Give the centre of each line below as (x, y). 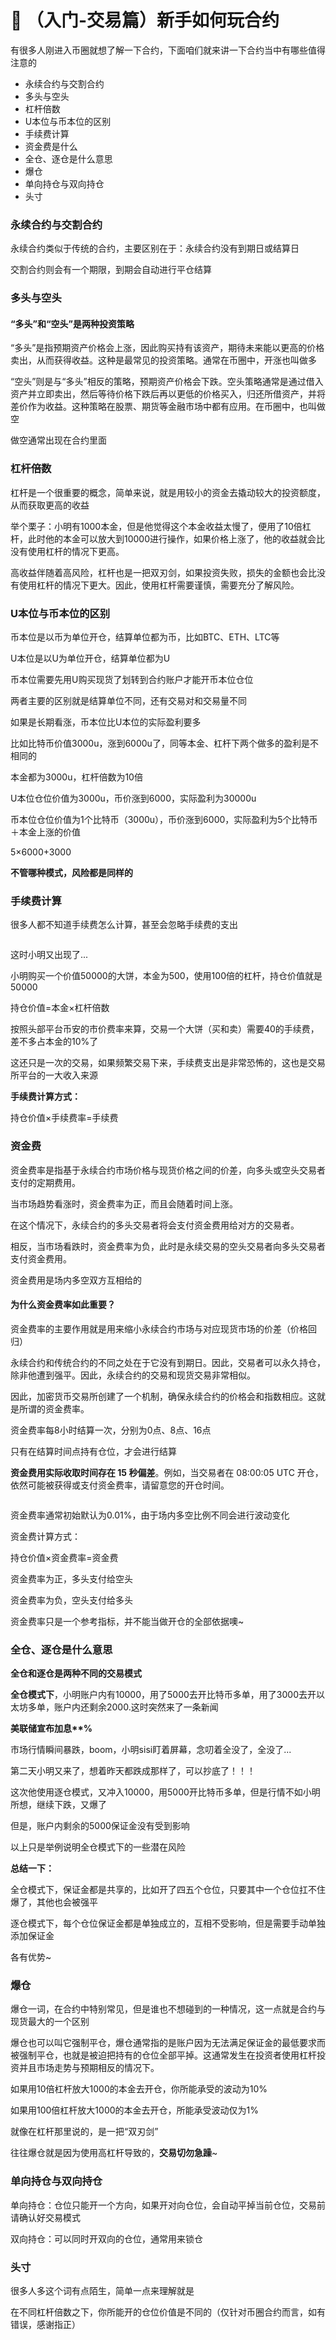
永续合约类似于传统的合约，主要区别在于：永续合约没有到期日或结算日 (155, 248)
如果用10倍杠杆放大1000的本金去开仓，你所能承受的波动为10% (139, 2089)
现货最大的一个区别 (50, 2022)
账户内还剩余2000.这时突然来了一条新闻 (136, 1707)
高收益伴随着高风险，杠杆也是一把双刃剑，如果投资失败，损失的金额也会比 (163, 572)
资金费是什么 (51, 146)
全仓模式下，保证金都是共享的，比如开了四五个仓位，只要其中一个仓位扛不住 (168, 1890)
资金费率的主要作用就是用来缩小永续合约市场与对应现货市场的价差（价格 (159, 1328)
